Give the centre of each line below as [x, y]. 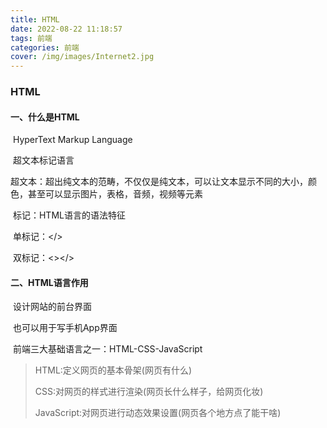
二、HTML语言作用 [49, 282]
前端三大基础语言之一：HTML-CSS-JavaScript [107, 349]
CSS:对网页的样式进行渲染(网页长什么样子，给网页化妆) [149, 392]
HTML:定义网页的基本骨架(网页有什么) [113, 370]
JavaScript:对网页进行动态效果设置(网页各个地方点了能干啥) [158, 413]
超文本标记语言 [43, 160]
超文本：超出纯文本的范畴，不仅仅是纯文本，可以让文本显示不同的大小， [159, 182]
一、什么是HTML [45, 117]
